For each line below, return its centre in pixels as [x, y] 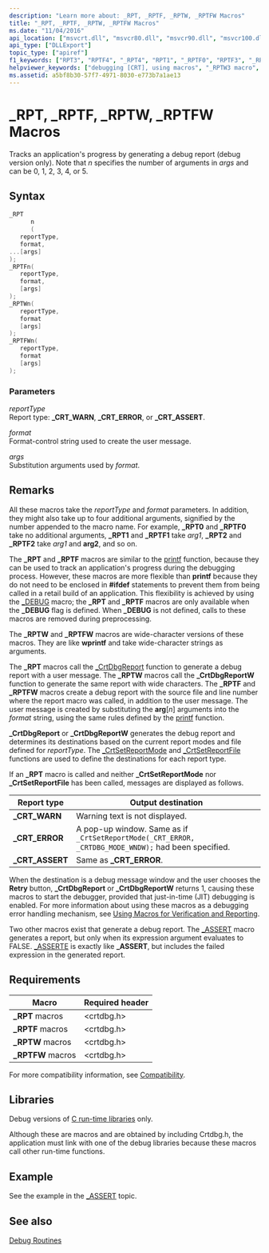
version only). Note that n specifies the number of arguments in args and [129, 162]
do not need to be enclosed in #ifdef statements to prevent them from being [134, 584]
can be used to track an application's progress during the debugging [122, 567]
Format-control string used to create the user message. [100, 441]
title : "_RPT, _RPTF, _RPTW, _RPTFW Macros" [84, 23]
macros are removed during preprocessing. [81, 618]
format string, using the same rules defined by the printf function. [117, 718]
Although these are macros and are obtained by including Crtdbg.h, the [126, 1135]
